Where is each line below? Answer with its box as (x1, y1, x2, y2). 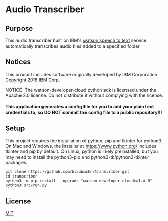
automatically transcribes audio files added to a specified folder (5, 43, 140, 49)
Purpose (5, 24, 33, 33)
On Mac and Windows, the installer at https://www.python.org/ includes (5, 143, 157, 149)
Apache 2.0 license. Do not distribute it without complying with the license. (5, 92, 164, 98)
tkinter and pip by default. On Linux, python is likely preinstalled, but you (5, 148, 158, 154)
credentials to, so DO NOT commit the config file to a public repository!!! (5, 109, 162, 116)
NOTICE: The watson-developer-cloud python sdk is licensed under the (5, 86, 157, 93)
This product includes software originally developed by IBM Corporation (5, 71, 158, 77)
